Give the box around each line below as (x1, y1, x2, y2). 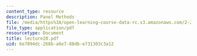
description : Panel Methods (6, 14, 75, 20)
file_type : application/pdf (6, 24, 75, 31)
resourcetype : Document (6, 30, 64, 36)
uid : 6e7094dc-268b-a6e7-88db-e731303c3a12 (6, 41, 114, 47)
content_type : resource (6, 8, 64, 15)
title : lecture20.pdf (6, 36, 59, 41)
